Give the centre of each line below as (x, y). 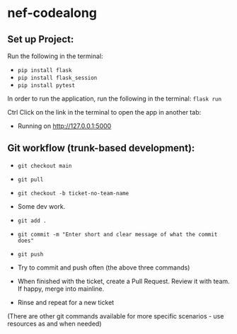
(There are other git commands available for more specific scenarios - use (116, 316)
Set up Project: (41, 39)
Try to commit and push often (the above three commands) (104, 267)
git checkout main (45, 166)
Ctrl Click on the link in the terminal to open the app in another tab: (104, 112)
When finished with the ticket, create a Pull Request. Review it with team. (123, 281)
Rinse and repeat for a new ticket (66, 302)
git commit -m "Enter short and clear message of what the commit (117, 234)
